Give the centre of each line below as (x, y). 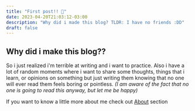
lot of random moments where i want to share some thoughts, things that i (95, 72)
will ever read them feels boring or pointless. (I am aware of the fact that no (97, 84)
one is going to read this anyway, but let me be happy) (72, 91)
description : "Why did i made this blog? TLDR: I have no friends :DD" (95, 22)
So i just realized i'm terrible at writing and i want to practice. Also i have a (95, 65)
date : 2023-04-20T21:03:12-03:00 (47, 17)
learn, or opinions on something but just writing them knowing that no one (95, 78)
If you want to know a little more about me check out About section (87, 102)
